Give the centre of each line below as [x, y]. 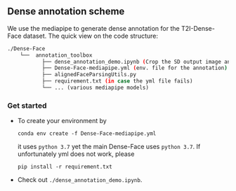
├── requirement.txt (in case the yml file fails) [117, 81]
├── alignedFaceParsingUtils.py [89, 75]
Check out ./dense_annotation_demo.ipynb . [80, 180]
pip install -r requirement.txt [65, 167]
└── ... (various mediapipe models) [96, 88]
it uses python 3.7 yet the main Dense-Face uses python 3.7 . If [109, 147]
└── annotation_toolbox [56, 55]
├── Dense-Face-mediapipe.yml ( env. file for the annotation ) [135, 68]
